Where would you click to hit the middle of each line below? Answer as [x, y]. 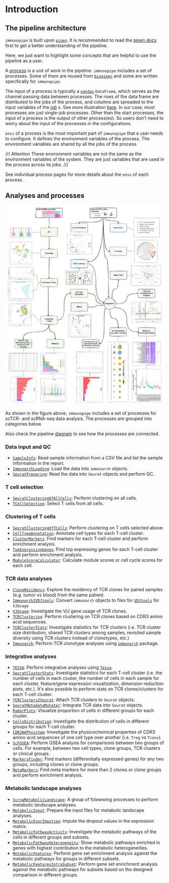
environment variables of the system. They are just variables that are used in [85, 159]
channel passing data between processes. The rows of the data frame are [82, 97]
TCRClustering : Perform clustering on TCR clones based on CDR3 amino [88, 616]
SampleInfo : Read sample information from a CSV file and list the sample [88, 458]
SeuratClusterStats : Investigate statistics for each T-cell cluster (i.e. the [87, 673]
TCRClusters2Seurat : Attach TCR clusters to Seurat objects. [74, 700]
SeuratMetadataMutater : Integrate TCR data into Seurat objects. [78, 705]
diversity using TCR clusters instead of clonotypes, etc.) [71, 638]
